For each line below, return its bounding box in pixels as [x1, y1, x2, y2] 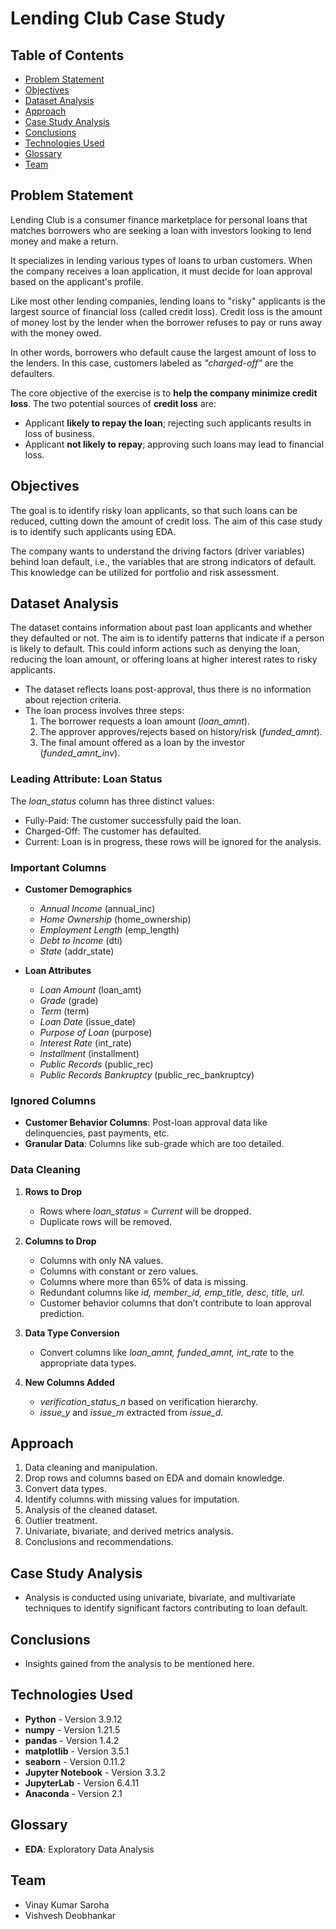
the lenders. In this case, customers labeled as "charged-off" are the [10, 357, 294, 369]
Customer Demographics [24, 883, 133, 896]
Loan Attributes [24, 965, 92, 977]
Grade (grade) [39, 995, 99, 1007]
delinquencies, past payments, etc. [24, 1127, 170, 1139]
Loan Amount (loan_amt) [39, 984, 142, 996]
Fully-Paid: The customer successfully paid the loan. [24, 814, 242, 826]
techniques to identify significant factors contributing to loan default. [24, 1602, 308, 1614]
